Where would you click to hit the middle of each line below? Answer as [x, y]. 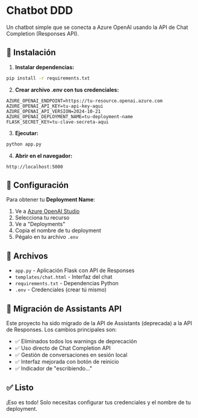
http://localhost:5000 [35, 166]
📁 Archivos [27, 256]
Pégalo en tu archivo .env [47, 237]
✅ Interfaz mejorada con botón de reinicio [67, 361]
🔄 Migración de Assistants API [64, 309]
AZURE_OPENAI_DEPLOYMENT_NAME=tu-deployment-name [70, 116]
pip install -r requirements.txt [48, 78]
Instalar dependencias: [45, 67]
